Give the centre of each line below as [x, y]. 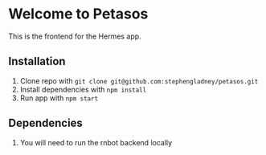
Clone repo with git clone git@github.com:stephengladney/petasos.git [139, 80]
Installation [37, 61]
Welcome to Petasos [78, 14]
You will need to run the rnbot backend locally [96, 142]
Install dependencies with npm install [83, 89]
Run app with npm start [59, 98]
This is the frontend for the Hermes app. [75, 36]
